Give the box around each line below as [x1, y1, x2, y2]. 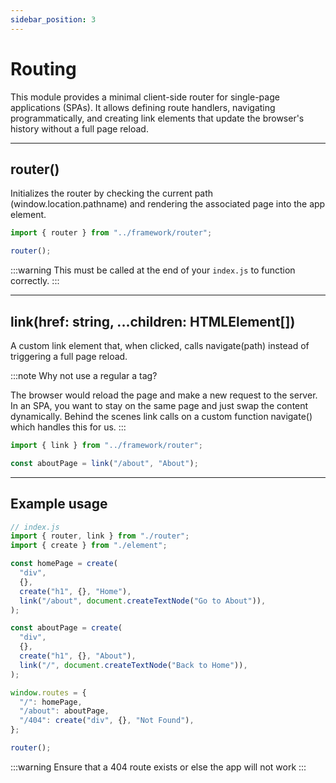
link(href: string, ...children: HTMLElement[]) [10, 313, 296, 330]
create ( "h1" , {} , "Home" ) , [19, 586, 132, 596]
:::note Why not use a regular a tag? [10, 369, 158, 381]
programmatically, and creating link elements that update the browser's [10, 112, 305, 124]
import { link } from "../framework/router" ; [10, 440, 203, 450]
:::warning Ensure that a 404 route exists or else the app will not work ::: [10, 761, 307, 773]
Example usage [10, 496, 108, 513]
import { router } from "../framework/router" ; [10, 228, 213, 238]
